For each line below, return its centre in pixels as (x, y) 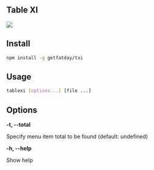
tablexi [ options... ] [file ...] (49, 91)
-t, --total (19, 124)
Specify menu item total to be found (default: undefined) (77, 136)
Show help (20, 160)
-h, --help (19, 148)
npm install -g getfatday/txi (45, 57)
